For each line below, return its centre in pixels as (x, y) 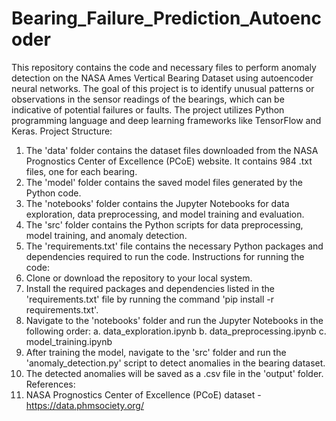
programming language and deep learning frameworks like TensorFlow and (166, 120)
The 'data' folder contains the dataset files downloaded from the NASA (172, 150)
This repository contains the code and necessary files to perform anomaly (164, 67)
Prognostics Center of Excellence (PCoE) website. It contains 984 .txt (169, 161)
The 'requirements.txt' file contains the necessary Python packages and (174, 246)
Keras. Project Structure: (62, 131)
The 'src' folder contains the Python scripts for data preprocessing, (164, 224)
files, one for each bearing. (81, 171)
